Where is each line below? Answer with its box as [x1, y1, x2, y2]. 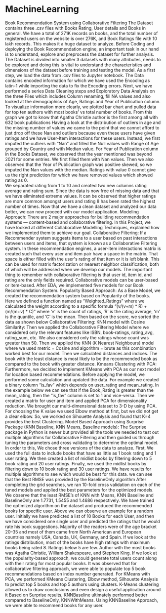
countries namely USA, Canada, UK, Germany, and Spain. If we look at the [5, 534, 156, 540]
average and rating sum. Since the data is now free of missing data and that [5, 188, 160, 194]
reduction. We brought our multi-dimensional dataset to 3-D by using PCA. [5, 403, 157, 409]
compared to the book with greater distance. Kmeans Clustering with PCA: [5, 361, 157, 367]
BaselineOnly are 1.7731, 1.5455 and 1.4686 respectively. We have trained [5, 497, 155, 503]
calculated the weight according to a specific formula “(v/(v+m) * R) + [5, 303, 147, 309]
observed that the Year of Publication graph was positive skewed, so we [5, 162, 152, 167]
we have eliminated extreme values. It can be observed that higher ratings [5, 193, 156, 199]
